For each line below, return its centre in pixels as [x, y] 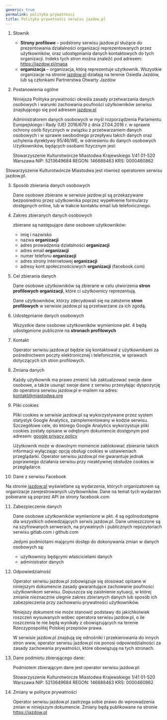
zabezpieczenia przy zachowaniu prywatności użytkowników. [76, 602]
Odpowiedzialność [32, 572]
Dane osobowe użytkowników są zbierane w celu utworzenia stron [82, 286]
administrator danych [42, 562]
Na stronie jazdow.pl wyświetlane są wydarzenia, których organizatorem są [83, 486]
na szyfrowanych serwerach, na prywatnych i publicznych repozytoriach [87, 527]
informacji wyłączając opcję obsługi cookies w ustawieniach [75, 451]
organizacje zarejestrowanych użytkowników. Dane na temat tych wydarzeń [83, 492]
